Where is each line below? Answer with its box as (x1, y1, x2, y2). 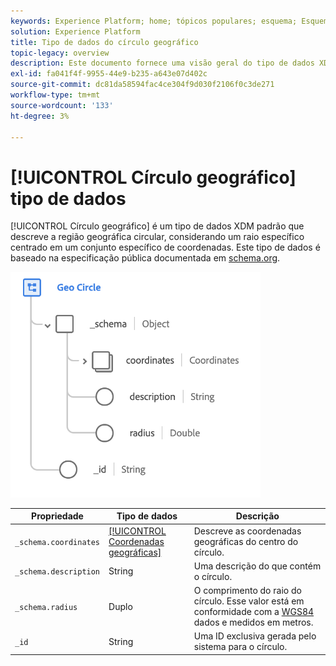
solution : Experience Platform (10, 26, 141, 37)
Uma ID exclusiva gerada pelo (193, 630, 317, 642)
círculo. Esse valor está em (193, 595, 305, 607)
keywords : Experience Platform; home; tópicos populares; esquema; (10, 16, 298, 26)
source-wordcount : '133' (10, 100, 114, 110)
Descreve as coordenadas (193, 525, 302, 537)
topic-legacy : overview (10, 48, 110, 58)
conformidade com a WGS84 (193, 606, 315, 618)
